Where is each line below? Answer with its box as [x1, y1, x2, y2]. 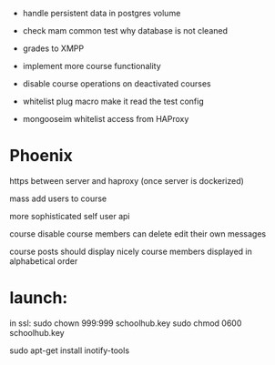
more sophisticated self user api [9, 210, 130, 221]
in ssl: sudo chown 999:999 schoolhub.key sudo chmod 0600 [9, 318, 242, 329]
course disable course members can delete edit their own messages [9, 228, 267, 239]
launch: [9, 288, 68, 309]
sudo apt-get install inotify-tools [9, 345, 130, 356]
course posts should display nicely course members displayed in [9, 246, 253, 257]
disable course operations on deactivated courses [22, 78, 211, 89]
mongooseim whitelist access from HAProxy [22, 114, 189, 124]
